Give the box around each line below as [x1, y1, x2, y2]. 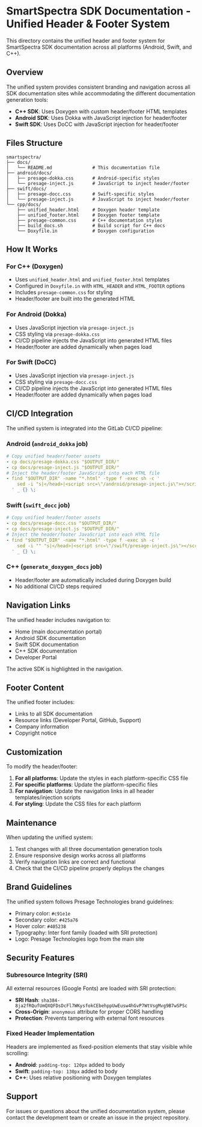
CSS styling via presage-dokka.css [14, 330, 100, 337]
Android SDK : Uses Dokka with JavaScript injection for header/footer [14, 114, 188, 121]
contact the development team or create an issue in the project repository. [6, 1114, 191, 1121]
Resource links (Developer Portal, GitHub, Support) [14, 717, 141, 724]
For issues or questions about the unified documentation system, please [6, 1107, 185, 1114]
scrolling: [6, 1049, 29, 1056]
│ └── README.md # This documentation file [6, 165, 161, 171]
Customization [6, 747, 63, 757]
